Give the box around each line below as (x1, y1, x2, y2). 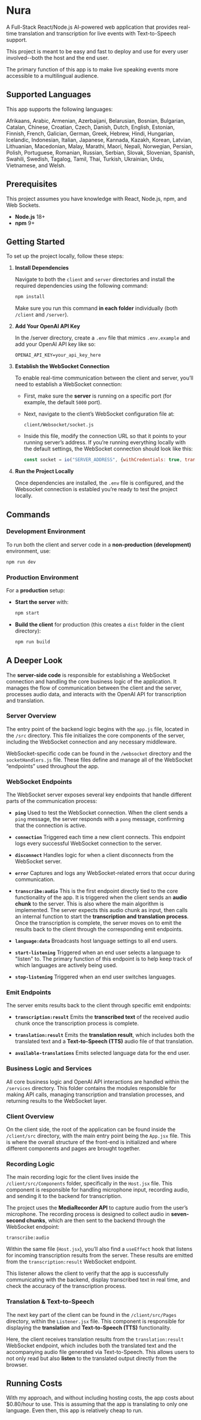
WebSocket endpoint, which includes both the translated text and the (6, 1341, 177, 1349)
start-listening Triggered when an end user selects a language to (14, 949, 181, 956)
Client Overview (6, 1112, 54, 1120)
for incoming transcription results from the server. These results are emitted (6, 1251, 193, 1259)
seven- (170, 1211, 190, 1218)
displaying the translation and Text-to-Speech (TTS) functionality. (6, 1323, 172, 1331)
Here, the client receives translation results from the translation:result (6, 1335, 184, 1343)
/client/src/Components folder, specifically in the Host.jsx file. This (6, 1180, 172, 1187)
